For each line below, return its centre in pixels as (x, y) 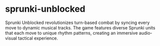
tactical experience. (38, 38)
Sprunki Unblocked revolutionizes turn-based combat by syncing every (78, 23)
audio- (145, 33)
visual (11, 38)
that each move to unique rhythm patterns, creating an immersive (71, 33)
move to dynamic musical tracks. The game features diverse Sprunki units (80, 27)
